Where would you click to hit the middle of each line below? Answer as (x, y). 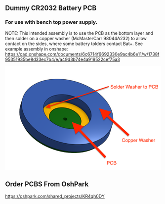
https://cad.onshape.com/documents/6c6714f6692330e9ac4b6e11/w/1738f (82, 54)
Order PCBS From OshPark (47, 184)
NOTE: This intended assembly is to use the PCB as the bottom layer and (79, 33)
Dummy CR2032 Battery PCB (51, 8)
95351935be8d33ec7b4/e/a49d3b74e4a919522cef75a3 (62, 59)
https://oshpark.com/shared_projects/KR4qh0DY (55, 196)
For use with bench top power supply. (51, 22)
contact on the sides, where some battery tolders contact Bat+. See (74, 44)
